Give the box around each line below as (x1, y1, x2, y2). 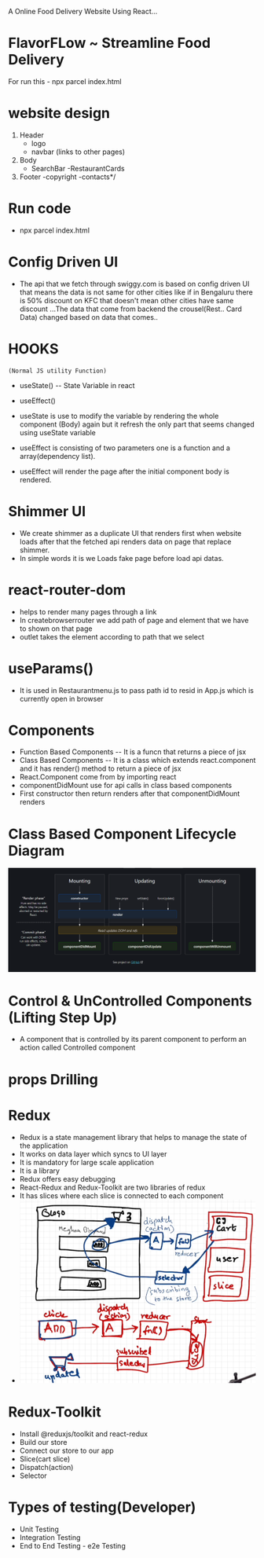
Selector (19, 1471, 47, 1480)
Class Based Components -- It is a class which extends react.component (19, 756, 256, 765)
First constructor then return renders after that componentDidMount (19, 789, 240, 798)
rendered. (19, 475, 52, 484)
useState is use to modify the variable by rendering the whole (19, 411, 219, 420)
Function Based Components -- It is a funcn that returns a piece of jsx (19, 747, 247, 757)
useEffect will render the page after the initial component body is (19, 467, 229, 476)
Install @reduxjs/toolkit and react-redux (19, 1429, 148, 1439)
